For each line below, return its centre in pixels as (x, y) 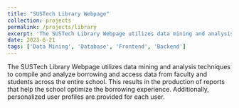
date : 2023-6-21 (31, 40)
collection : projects (39, 20)
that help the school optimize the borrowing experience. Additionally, (108, 89)
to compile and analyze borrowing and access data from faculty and (107, 74)
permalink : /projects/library (52, 27)
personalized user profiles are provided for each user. (86, 97)
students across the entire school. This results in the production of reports (116, 82)
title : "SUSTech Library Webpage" (59, 14)
